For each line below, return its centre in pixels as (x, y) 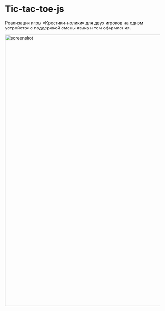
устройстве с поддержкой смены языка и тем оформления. (68, 28)
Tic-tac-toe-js (35, 9)
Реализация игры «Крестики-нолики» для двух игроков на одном (74, 23)
